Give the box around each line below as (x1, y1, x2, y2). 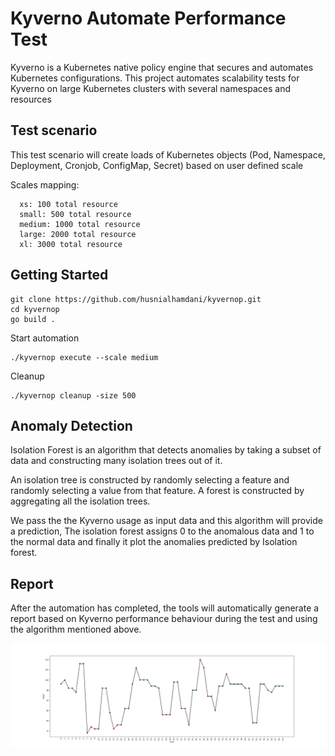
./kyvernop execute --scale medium (10, 352, 159, 362)
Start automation (10, 332, 80, 344)
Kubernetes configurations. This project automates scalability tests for (10, 72, 300, 84)
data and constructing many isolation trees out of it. (10, 455, 223, 467)
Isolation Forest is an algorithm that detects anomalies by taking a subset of (10, 444, 322, 456)
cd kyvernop (10, 304, 60, 314)
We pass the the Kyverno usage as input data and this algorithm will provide (10, 515, 323, 527)
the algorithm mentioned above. (10, 623, 142, 636)
